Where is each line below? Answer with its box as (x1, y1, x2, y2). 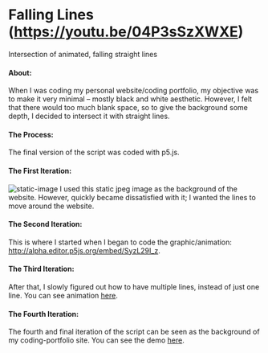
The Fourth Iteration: (8, 309, 79, 318)
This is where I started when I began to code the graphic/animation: (8, 237, 233, 247)
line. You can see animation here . (8, 290, 118, 300)
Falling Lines (8, 6, 94, 24)
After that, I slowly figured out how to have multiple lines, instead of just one (8, 281, 260, 291)
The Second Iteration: (8, 220, 83, 229)
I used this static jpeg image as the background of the (59, 183, 238, 194)
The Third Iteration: (8, 264, 75, 274)
